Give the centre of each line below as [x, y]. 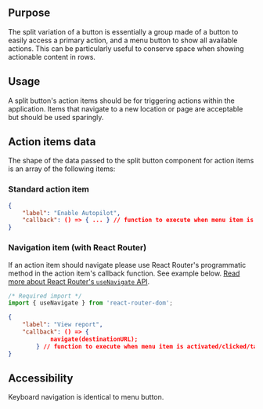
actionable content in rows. [52, 57]
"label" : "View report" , [63, 325]
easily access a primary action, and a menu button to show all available [123, 40]
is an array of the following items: [62, 169]
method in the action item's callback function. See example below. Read [124, 273]
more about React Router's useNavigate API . [79, 281]
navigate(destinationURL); [94, 339]
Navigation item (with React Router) [77, 248]
